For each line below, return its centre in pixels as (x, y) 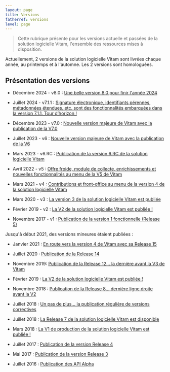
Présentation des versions (48, 80)
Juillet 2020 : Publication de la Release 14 (56, 254)
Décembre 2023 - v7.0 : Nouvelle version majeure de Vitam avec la (82, 123)
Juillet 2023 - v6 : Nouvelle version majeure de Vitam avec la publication (88, 139)
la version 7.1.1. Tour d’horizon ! (45, 113)
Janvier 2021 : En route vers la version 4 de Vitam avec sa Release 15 (84, 244)
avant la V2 (24, 294)
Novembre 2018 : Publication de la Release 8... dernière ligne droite (83, 289)
